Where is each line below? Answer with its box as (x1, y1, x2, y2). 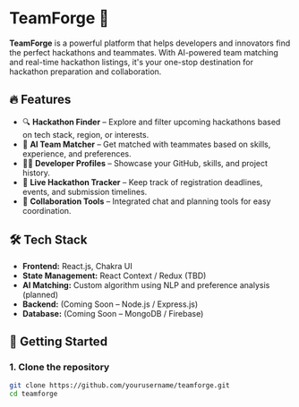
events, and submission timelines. (21, 186, 148, 197)
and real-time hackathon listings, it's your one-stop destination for (9, 56, 253, 67)
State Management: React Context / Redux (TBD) (21, 270, 207, 281)
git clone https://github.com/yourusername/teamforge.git (9, 381, 230, 390)
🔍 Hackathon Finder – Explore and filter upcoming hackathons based (21, 116, 281, 127)
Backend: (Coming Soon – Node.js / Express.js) (21, 299, 199, 309)
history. (21, 167, 51, 178)
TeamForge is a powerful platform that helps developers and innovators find (9, 38, 291, 48)
